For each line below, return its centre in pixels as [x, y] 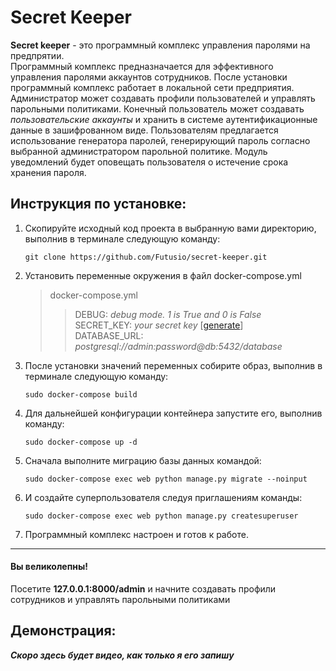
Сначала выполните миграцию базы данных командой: [143, 460]
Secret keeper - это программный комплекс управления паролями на [160, 45]
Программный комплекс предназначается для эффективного [142, 66]
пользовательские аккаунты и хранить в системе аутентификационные [164, 119]
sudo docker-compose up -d [81, 442]
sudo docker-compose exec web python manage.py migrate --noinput [166, 479]
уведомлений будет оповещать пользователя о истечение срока [149, 162]
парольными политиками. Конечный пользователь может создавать [157, 108]
